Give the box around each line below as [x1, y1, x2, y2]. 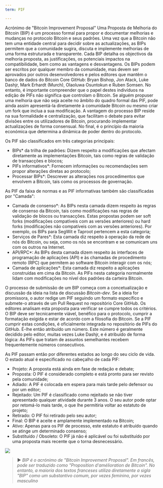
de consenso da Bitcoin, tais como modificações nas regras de [12, 208, 139, 214]
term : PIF [5, 7, 25, 12]
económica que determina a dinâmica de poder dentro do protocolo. [5, 128, 143, 134]
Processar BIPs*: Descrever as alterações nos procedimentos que [12, 173, 145, 179]
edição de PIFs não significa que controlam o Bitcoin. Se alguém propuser [5, 92, 154, 98]
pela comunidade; [12, 376, 49, 382]
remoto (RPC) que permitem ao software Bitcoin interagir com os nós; [12, 260, 152, 265]
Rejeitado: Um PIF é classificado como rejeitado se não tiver [12, 391, 133, 398]
